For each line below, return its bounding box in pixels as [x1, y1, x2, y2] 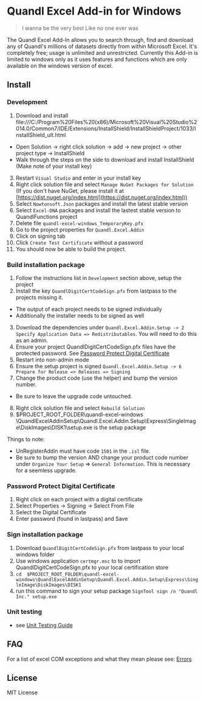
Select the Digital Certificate [15, 509, 87, 516]
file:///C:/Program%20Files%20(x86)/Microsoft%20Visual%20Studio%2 [15, 118, 197, 125]
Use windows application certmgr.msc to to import [15, 557, 141, 564]
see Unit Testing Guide [15, 621, 73, 629]
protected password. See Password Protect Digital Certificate [15, 349, 169, 357]
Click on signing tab [15, 232, 66, 240]
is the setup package [93, 424, 146, 431]
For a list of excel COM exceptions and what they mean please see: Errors [7, 655, 192, 663]
